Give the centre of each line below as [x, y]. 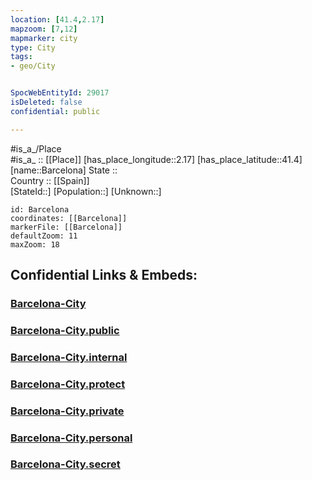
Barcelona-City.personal [71, 438]
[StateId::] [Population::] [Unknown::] [86, 191]
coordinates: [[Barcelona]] [69, 218]
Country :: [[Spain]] [50, 180]
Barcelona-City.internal [69, 357]
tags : [21, 57]
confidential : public [55, 111]
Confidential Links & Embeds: [104, 275]
